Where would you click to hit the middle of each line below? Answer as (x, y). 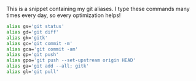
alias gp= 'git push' (33, 55)
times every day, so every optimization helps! (64, 15)
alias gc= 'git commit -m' (39, 43)
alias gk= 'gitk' (27, 38)
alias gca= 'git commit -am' (42, 49)
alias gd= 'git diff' (33, 32)
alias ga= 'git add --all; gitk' (48, 66)
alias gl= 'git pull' (33, 72)
